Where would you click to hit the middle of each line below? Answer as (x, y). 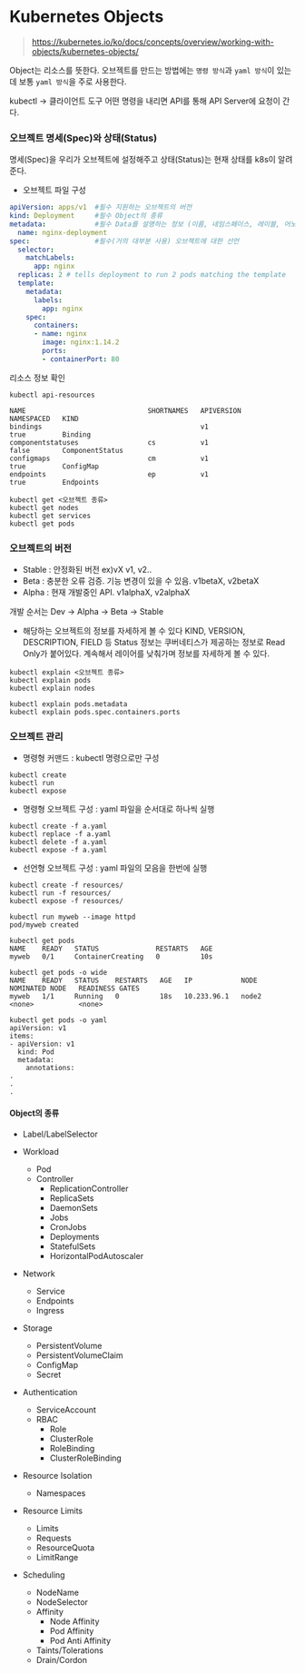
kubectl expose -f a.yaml (58, 851)
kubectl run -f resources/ (60, 893)
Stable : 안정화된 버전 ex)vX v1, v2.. (87, 570)
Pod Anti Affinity (80, 1640)
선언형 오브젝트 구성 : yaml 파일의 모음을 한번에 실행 (115, 868)
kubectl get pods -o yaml (58, 1020)
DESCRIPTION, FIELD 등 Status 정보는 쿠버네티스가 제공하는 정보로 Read (154, 643)
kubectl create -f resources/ (67, 886)
